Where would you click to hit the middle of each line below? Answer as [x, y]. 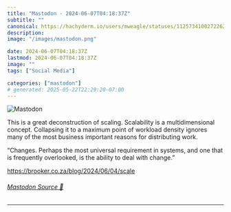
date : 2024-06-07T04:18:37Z [47, 52]
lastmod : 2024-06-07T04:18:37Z [52, 58]
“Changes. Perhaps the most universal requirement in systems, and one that [115, 150]
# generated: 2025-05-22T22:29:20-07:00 [66, 89]
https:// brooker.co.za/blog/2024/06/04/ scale [71, 171]
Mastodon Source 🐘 [35, 187]
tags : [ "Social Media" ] [41, 71]
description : [26, 33]
